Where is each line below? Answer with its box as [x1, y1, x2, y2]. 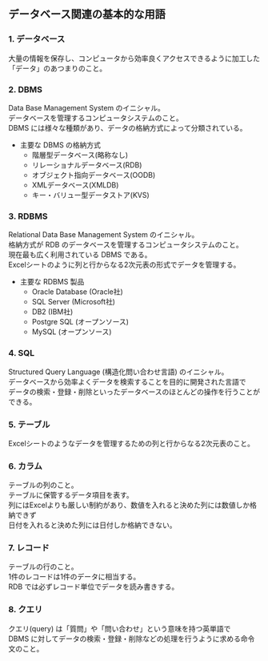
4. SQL [8, 348, 35, 359]
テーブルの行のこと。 [8, 562, 78, 571]
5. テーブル [8, 419, 50, 430]
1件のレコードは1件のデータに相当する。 [8, 572, 141, 582]
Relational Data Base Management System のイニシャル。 [8, 230, 199, 240]
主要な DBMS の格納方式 [19, 139, 102, 150]
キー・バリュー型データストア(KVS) [31, 190, 150, 200]
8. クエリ [8, 604, 43, 615]
